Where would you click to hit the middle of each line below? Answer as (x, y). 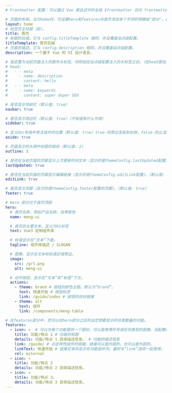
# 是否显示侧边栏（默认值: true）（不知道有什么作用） (56, 118)
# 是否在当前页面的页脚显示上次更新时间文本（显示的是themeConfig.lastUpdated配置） (87, 160)
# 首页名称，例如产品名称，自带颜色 (43, 212)
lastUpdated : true (25, 165)
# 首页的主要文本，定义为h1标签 (39, 226)
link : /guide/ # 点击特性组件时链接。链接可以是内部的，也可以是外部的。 (84, 344)
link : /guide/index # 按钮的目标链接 (56, 297)
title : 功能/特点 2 (34, 363)
